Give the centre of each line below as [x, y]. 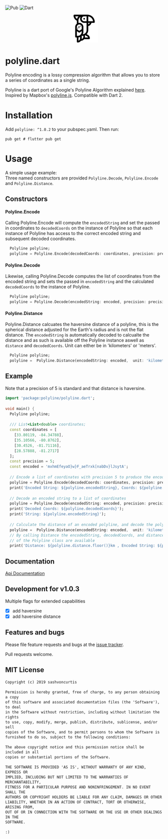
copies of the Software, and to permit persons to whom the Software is [82, 732]
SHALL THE [15, 792]
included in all [22, 752]
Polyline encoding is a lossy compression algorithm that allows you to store [82, 74]
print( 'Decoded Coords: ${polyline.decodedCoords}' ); [67, 509]
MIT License [25, 670]
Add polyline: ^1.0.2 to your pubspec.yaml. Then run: [62, 129]
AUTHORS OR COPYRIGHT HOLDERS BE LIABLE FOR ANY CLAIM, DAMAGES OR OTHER [84, 797]
